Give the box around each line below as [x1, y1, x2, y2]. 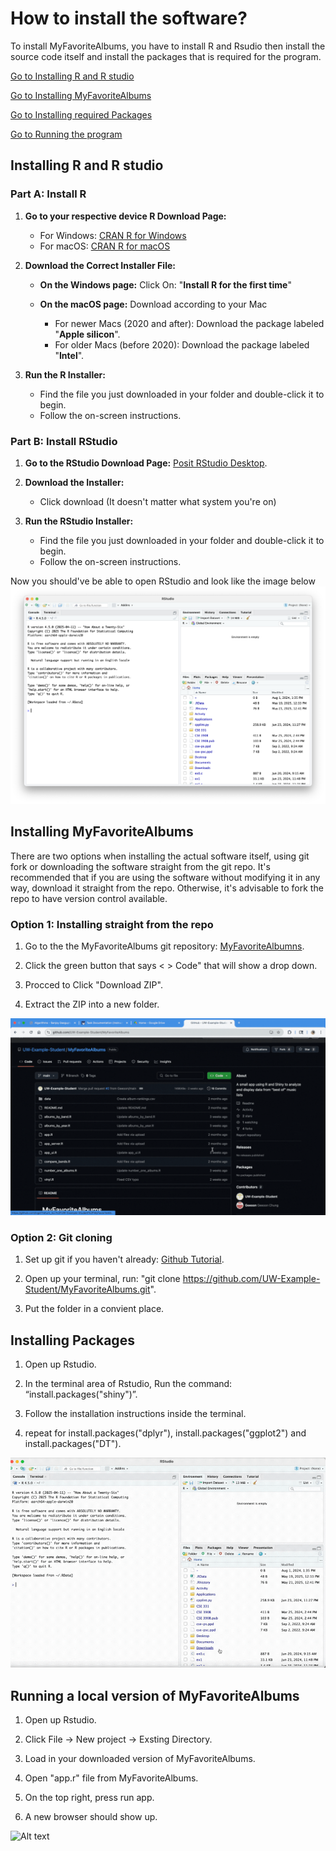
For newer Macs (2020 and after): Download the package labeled [54, 317, 325, 329]
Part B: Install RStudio [10, 434, 118, 448]
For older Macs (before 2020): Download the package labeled [54, 338, 310, 351]
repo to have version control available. [10, 892, 168, 904]
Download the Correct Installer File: [24, 259, 176, 271]
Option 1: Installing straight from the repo [10, 917, 214, 931]
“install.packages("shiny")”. [24, 1388, 138, 1401]
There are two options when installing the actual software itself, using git [10, 850, 310, 862]
